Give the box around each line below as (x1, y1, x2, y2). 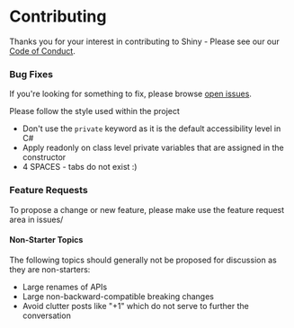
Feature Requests (9, 184, 88, 197)
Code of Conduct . (9, 45, 76, 56)
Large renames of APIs (22, 281, 108, 292)
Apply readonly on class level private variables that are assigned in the (22, 142, 285, 154)
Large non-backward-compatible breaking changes (22, 290, 214, 302)
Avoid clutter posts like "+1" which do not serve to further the (22, 300, 249, 311)
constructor (22, 152, 67, 163)
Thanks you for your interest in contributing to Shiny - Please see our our (9, 36, 281, 47)
